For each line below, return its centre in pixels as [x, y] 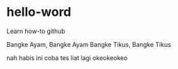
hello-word [39, 12]
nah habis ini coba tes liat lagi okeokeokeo [67, 58]
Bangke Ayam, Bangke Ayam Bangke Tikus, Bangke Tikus [89, 44]
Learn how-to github [36, 31]
